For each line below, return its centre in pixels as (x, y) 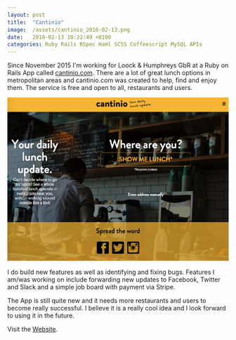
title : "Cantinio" (36, 22)
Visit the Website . (33, 329)
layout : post (26, 15)
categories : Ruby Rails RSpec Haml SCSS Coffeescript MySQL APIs (105, 45)
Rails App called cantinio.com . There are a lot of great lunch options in (109, 73)
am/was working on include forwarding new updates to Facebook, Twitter (114, 280)
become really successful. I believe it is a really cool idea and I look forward (117, 308)
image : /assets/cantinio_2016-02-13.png (69, 30)
